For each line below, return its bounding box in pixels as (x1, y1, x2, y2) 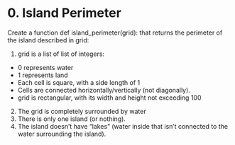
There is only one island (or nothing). (17, 115, 126, 123)
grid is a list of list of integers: (17, 50, 105, 58)
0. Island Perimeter (7, 5, 122, 21)
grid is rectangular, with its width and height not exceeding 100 (17, 93, 202, 102)
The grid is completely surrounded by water (17, 107, 147, 115)
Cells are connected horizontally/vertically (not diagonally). (17, 86, 190, 94)
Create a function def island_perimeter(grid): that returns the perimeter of (7, 28, 223, 37)
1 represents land (17, 71, 69, 79)
